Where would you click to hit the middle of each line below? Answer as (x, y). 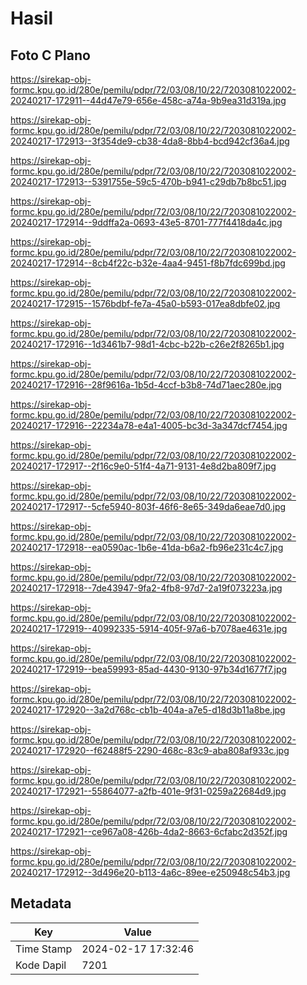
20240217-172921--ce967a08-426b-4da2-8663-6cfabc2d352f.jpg (149, 831)
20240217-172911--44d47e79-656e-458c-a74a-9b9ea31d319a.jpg (148, 100)
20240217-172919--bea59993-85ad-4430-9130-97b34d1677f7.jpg (149, 669)
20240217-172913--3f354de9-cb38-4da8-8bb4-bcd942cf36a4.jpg (150, 141)
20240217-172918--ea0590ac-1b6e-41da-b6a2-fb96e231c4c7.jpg (147, 547)
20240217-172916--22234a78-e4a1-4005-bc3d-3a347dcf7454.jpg (149, 425)
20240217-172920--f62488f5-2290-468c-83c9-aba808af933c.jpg (150, 750)
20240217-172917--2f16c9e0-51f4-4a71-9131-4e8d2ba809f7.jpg (143, 466)
